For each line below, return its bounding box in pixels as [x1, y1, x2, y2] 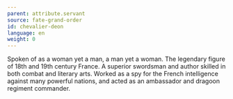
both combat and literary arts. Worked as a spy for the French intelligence [7, 70, 219, 78]
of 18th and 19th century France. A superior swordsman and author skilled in [7, 62, 226, 71]
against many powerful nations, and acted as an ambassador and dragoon [7, 77, 220, 85]
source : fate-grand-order [7, 17, 82, 24]
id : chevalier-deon [7, 23, 64, 30]
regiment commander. [7, 84, 71, 93]
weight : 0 [7, 36, 36, 43]
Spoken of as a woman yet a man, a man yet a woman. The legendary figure [7, 55, 226, 63]
